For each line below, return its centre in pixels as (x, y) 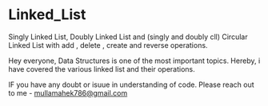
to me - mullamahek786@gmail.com (68, 92)
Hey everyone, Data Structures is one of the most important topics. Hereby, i (134, 61)
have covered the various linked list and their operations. (102, 69)
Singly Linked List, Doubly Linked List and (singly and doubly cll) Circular (128, 37)
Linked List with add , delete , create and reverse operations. (108, 45)
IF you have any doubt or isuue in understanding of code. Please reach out (131, 84)
